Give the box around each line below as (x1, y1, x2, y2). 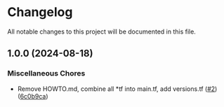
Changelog (7, 4, 73, 20)
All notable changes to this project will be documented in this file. (7, 27, 197, 36)
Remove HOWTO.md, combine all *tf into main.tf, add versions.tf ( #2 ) (17, 85, 218, 93)
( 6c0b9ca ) (17, 92, 48, 100)
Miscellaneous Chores (7, 69, 86, 78)
